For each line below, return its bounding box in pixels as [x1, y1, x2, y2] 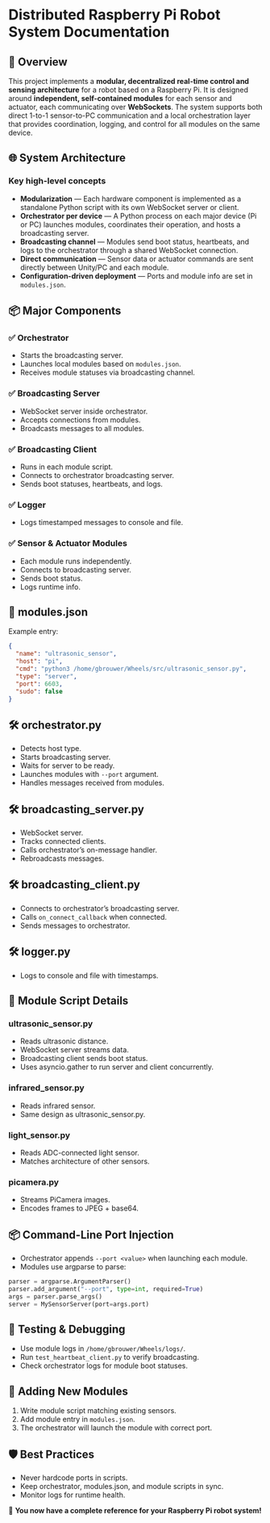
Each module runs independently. [19, 556, 132, 566]
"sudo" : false [15, 687, 63, 695]
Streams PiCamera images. [19, 1195, 110, 1205]
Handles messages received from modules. [19, 778, 165, 788]
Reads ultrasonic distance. [19, 1036, 109, 1047]
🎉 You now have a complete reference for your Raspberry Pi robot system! [8, 1505, 262, 1515]
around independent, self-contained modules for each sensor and [8, 94, 232, 103]
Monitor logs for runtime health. [19, 1490, 126, 1500]
